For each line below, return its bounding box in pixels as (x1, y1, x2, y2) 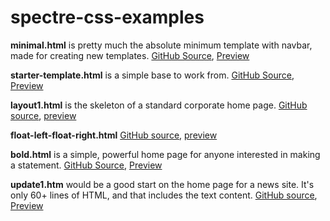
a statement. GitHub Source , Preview (10, 159, 163, 171)
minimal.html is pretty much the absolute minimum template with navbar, (10, 39, 313, 51)
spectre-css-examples (10, 6, 205, 29)
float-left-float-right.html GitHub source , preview (10, 129, 218, 141)
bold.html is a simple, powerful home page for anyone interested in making (10, 148, 321, 160)
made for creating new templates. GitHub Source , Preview (10, 49, 250, 61)
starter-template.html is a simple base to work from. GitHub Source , (10, 69, 295, 81)
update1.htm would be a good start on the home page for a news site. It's (10, 178, 315, 190)
